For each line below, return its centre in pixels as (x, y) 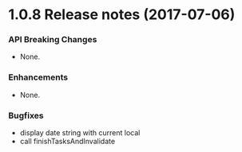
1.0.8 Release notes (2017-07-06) (122, 15)
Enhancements (38, 77)
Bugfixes (26, 115)
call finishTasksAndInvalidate (67, 142)
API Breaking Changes (53, 40)
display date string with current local (80, 133)
